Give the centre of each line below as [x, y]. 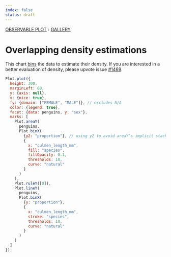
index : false [19, 10]
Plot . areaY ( [27, 122]
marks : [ [19, 117]
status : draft [20, 15]
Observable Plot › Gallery [38, 29]
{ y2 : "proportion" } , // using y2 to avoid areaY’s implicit [89, 136]
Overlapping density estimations [76, 50]
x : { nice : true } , [28, 98]
